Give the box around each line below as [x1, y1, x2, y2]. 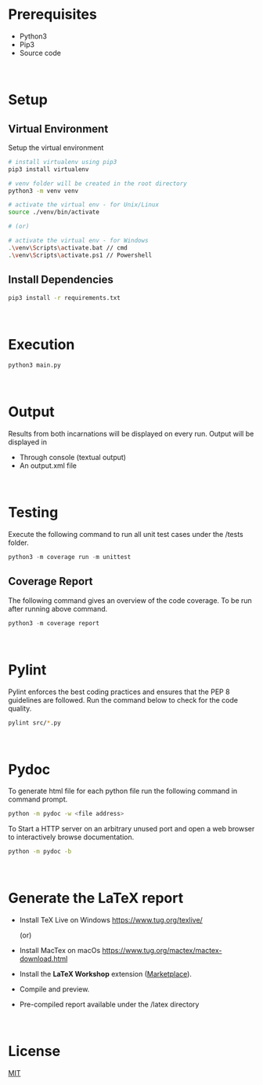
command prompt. [8, 795, 68, 804]
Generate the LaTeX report [8, 890, 184, 908]
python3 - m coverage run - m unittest [8, 553, 131, 561]
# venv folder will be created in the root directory [8, 179, 188, 188]
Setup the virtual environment [8, 143, 104, 152]
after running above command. [8, 604, 108, 613]
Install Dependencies [8, 273, 113, 287]
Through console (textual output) [19, 453, 127, 462]
